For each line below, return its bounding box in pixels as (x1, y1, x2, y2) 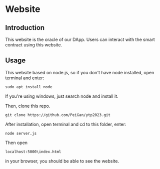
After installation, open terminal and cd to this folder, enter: (5, 121, 126, 127)
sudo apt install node (5, 84, 52, 89)
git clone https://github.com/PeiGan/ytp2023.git (5, 112, 111, 118)
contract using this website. (5, 42, 62, 48)
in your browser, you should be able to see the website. (5, 158, 119, 164)
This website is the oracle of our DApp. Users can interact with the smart (5, 36, 155, 42)
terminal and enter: (5, 75, 44, 81)
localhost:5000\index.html (5, 149, 61, 154)
